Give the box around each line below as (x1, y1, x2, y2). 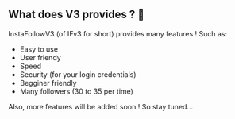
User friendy (19, 52, 61, 62)
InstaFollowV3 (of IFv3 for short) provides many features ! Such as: (8, 29, 228, 38)
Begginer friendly (19, 78, 77, 87)
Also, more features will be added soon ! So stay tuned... (8, 102, 193, 111)
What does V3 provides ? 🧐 (8, 8, 145, 21)
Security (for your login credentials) (19, 69, 137, 79)
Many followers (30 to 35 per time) (19, 86, 133, 96)
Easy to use (19, 44, 58, 54)
